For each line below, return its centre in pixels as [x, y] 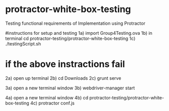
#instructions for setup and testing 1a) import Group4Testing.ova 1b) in [79, 33]
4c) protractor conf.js [52, 103]
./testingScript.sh [23, 43]
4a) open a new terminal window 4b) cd [47, 97]
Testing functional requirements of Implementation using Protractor [75, 23]
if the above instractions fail [65, 64]
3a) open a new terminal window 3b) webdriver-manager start [70, 88]
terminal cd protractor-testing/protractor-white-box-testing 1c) [70, 38]
